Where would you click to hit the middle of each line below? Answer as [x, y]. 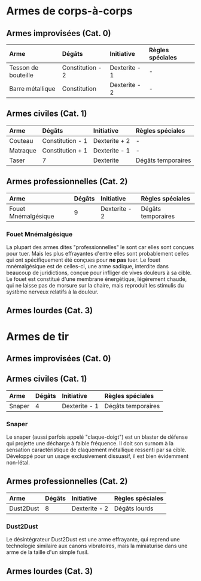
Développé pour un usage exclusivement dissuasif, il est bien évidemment [98, 456]
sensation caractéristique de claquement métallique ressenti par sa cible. [96, 450]
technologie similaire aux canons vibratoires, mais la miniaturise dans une [97, 546]
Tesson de [24, 68]
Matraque [23, 150]
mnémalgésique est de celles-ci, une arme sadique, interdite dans [88, 266]
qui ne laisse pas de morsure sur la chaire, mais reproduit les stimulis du [95, 285]
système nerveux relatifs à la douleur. [52, 292]
